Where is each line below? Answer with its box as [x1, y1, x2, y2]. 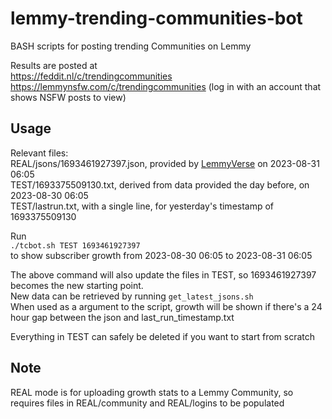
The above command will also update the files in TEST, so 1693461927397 [10, 268, 317, 281]
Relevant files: [10, 147, 69, 159]
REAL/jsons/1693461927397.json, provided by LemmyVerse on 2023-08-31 [10, 157, 320, 169]
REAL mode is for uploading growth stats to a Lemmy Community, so [10, 386, 294, 398]
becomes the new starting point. [10, 279, 144, 291]
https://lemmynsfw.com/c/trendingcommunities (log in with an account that [10, 80, 322, 92]
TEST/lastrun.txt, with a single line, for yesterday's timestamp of [10, 200, 275, 212]
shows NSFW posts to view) [10, 91, 127, 103]
